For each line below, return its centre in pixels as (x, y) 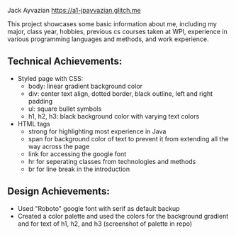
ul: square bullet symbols (65, 109)
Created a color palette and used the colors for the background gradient (123, 216)
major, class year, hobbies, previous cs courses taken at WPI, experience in (118, 32)
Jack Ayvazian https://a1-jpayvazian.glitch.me (74, 10)
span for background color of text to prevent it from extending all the (128, 138)
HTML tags (34, 124)
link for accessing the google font (77, 154)
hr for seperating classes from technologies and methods (112, 161)
